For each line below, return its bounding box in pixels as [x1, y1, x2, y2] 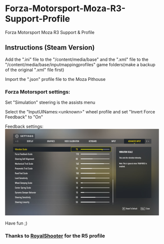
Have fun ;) [5, 220, 28, 226]
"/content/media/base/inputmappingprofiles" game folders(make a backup [5, 61, 156, 67]
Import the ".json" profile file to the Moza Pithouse [5, 76, 106, 82]
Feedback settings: [5, 124, 44, 130]
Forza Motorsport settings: [5, 88, 71, 95]
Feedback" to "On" [5, 114, 43, 120]
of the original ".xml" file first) [5, 67, 64, 73]
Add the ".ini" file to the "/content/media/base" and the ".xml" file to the [5, 56, 149, 62]
